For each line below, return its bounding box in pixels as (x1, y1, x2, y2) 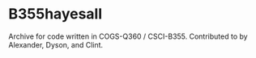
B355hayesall (8, 5, 103, 23)
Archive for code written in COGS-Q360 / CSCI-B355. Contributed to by (8, 31, 249, 41)
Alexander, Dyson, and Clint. (8, 39, 104, 49)
